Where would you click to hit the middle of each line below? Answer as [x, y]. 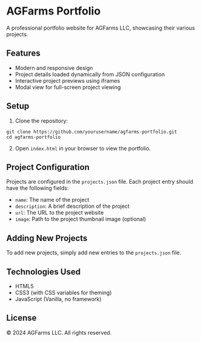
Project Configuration [48, 167]
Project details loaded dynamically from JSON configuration [90, 74]
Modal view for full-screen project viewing [68, 87]
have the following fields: [38, 188]
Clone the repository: [41, 121]
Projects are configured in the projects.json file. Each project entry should [100, 182]
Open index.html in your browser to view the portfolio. [83, 148]
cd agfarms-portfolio [34, 137]
